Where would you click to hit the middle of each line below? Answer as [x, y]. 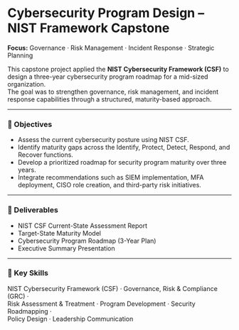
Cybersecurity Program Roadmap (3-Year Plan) [87, 241]
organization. [27, 84]
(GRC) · [18, 296]
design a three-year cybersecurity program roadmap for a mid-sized [108, 77]
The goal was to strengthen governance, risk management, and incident [113, 92]
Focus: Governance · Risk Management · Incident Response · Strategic [111, 48]
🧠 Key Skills [28, 273]
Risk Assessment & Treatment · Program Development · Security [101, 304]
